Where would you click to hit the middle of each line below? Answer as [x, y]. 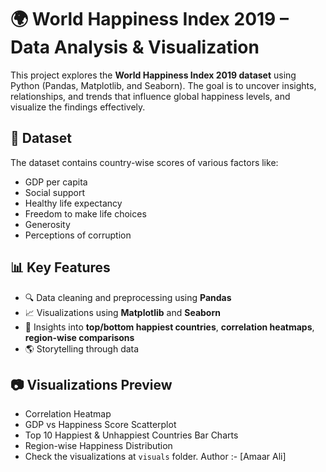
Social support [55, 192]
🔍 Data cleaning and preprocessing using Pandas [128, 297]
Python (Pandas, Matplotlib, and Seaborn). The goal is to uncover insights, [163, 85]
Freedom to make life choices [85, 213]
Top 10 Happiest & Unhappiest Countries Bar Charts [131, 435]
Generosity [47, 224]
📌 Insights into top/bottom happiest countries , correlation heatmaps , [169, 327]
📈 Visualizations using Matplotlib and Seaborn [122, 312]
